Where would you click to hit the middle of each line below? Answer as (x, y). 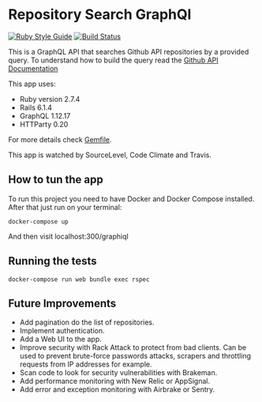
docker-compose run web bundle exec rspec (79, 279)
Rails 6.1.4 (36, 107)
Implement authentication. (62, 331)
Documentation (33, 68)
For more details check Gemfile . (60, 139)
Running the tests (52, 261)
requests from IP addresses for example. (86, 364)
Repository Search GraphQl (100, 15)
